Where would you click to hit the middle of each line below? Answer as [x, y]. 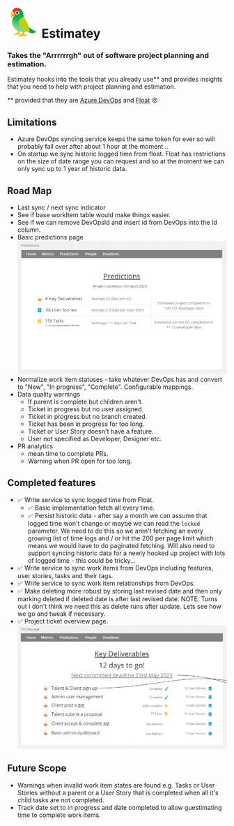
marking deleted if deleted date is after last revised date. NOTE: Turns [117, 598]
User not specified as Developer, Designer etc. [95, 438]
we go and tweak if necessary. [61, 614]
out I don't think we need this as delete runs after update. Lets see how [119, 606]
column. [29, 230]
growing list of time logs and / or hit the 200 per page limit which [120, 538]
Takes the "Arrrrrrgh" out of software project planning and [108, 56]
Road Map [30, 191]
